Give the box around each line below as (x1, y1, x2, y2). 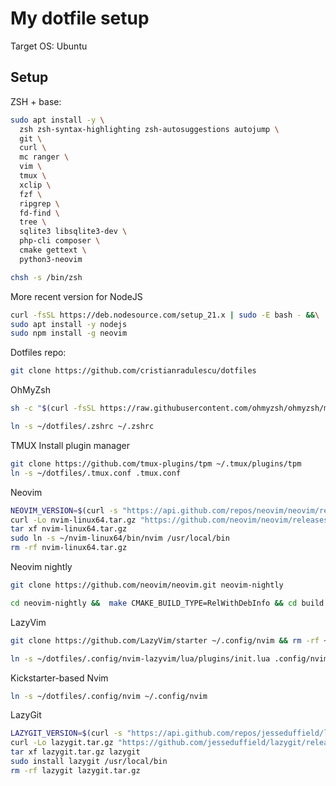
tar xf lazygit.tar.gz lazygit (10, 747, 141, 757)
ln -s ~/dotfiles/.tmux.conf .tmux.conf (10, 468, 182, 478)
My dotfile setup (10, 7, 150, 30)
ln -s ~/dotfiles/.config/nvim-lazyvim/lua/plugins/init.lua (10, 653, 271, 664)
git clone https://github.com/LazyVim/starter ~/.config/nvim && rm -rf (10, 635, 320, 646)
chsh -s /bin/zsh (10, 272, 83, 282)
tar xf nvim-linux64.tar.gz (10, 524, 128, 534)
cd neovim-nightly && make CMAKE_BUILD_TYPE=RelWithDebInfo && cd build (10, 598, 325, 608)
